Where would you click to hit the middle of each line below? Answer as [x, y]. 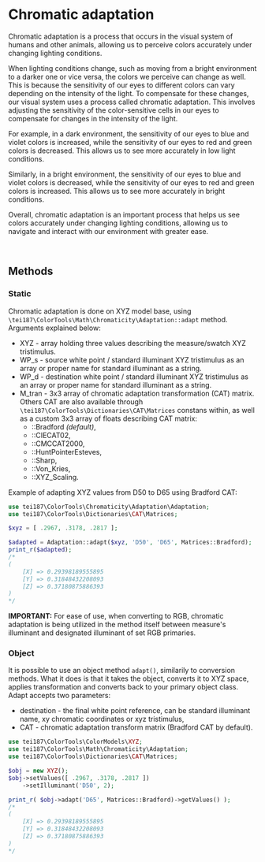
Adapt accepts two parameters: [60, 696]
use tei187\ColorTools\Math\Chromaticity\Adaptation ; [99, 749]
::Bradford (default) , [63, 426]
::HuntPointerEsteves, [67, 451]
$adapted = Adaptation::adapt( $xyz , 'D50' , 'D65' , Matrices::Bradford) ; [130, 542]
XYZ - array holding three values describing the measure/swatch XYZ [133, 343]
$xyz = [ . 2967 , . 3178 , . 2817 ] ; [63, 528]
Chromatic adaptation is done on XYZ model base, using [100, 311]
